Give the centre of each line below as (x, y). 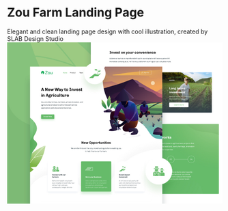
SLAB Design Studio (35, 38)
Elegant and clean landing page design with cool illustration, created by (108, 31)
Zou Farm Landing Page (76, 13)
